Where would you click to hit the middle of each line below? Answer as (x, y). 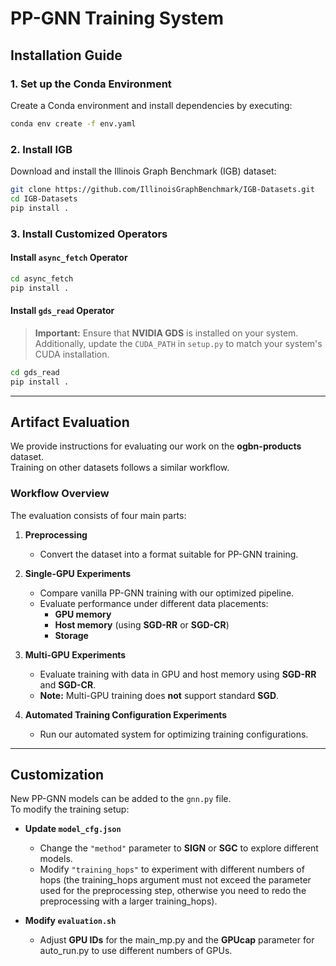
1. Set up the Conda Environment (91, 84)
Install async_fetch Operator (69, 258)
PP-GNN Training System (117, 18)
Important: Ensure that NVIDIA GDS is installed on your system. (166, 333)
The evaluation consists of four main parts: (98, 515)
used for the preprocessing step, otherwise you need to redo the (173, 891)
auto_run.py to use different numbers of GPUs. (136, 951)
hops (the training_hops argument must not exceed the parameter (175, 880)
